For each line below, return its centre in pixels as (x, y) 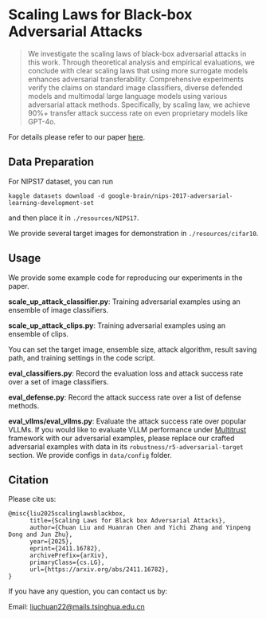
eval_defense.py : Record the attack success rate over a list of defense (125, 397)
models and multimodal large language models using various (127, 96)
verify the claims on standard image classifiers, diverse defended (135, 87)
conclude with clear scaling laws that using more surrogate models (138, 70)
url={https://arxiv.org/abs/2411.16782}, (99, 570)
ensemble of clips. (39, 333)
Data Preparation (51, 162)
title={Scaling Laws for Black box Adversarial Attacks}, (127, 521)
